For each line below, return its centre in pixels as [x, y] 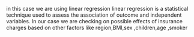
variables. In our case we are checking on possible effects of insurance [95, 21]
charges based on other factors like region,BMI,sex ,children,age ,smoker [97, 27]
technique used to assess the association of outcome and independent [94, 15]
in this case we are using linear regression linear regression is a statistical [97, 9]
